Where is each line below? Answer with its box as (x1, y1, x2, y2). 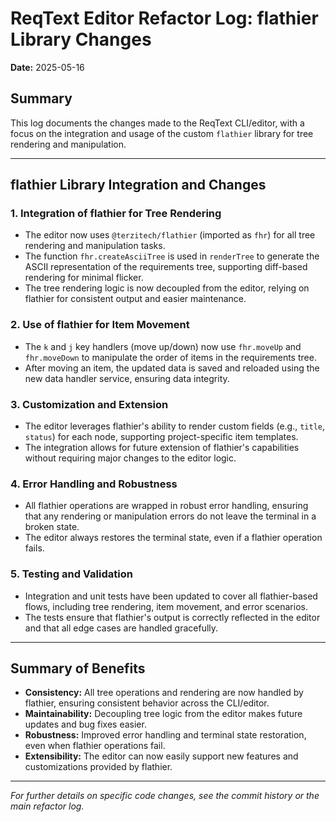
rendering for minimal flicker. (24, 272, 144, 284)
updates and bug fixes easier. (24, 718, 147, 731)
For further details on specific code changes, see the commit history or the (10, 790, 320, 802)
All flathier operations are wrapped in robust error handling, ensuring (24, 500, 309, 512)
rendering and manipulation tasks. (24, 240, 166, 252)
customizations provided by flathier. (24, 761, 173, 773)
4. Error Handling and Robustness (10, 477, 178, 491)
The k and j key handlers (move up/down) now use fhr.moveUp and (24, 340, 302, 352)
